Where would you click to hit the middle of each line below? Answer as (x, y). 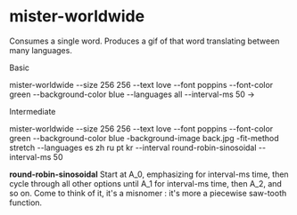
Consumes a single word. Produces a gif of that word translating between (144, 41)
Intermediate (33, 111)
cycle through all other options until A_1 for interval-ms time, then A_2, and (146, 183)
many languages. (41, 50)
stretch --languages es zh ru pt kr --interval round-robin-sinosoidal (133, 147)
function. (26, 203)
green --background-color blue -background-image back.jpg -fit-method (144, 138)
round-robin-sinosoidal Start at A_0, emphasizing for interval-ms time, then (149, 174)
